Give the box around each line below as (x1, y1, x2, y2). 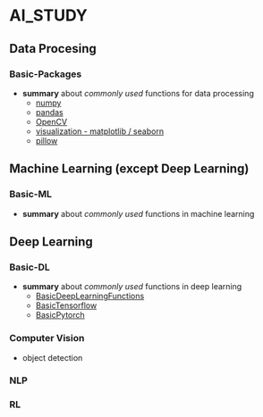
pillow (35, 135, 58, 146)
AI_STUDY (9, 5, 88, 26)
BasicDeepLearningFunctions (35, 291, 145, 302)
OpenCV (35, 116, 68, 127)
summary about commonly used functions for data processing (21, 88, 255, 98)
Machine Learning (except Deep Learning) (9, 162, 250, 177)
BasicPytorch (35, 310, 85, 321)
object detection (21, 352, 83, 363)
